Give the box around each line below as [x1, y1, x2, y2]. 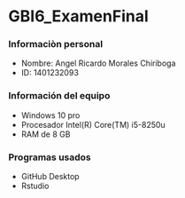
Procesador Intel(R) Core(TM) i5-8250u [20, 119, 166, 130]
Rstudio [20, 180, 50, 192]
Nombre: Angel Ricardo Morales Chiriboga [20, 58, 176, 68]
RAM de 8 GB [20, 129, 71, 139]
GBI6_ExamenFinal [8, 6, 149, 27]
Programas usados [8, 151, 91, 163]
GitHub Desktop [20, 171, 81, 182]
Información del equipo [8, 90, 111, 102]
